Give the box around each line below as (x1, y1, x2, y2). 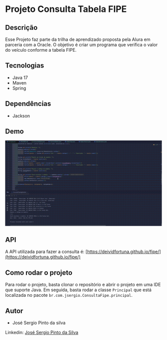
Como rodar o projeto (5, 268, 73, 277)
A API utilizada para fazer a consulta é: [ (5, 249, 87, 255)
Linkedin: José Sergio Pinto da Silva (5, 330, 79, 336)
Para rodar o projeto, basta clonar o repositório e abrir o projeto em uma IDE (5, 282, 161, 288)
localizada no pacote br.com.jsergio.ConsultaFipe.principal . (5, 292, 133, 298)
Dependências (5, 99, 51, 108)
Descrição (5, 23, 38, 32)
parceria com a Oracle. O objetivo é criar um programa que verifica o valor (5, 42, 158, 48)
